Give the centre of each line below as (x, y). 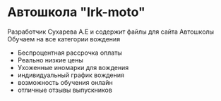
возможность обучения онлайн (65, 82)
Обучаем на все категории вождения (64, 39)
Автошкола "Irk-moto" (77, 12)
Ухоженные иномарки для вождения (73, 67)
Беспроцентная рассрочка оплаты (70, 53)
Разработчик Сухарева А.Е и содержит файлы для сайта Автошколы (110, 32)
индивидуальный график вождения (71, 75)
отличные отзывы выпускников (65, 90)
